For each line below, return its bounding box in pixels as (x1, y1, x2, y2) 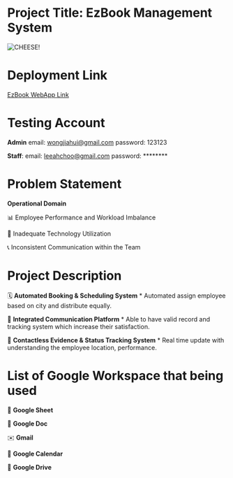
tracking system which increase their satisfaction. (7, 322, 150, 331)
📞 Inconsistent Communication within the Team (7, 242, 141, 251)
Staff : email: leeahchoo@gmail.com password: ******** (7, 152, 168, 160)
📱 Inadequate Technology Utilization (7, 229, 112, 238)
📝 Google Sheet (7, 405, 54, 414)
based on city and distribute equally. (7, 301, 112, 310)
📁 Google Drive (7, 463, 52, 471)
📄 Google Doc (7, 419, 48, 428)
